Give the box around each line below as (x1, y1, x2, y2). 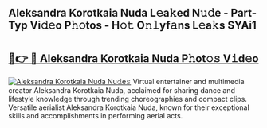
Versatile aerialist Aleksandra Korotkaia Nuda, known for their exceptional (8, 103, 249, 112)
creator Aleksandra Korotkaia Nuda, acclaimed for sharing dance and (8, 86, 235, 95)
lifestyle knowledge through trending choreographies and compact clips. (8, 95, 247, 103)
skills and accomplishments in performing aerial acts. (8, 111, 183, 120)
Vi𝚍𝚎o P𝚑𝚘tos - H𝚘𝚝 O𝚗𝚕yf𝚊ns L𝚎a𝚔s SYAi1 (29, 19, 257, 33)
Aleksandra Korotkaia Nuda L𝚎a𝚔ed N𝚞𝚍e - (8, 6, 229, 20)
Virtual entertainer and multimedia (132, 77, 245, 86)
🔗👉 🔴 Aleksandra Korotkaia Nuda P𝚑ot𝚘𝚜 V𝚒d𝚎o (8, 52, 259, 65)
